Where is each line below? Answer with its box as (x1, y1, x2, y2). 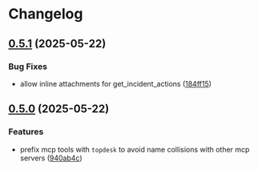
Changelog (8, 5, 83, 23)
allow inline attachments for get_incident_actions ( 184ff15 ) (19, 79, 212, 88)
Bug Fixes (8, 61, 48, 72)
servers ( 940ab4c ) (19, 153, 83, 163)
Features (8, 126, 44, 137)
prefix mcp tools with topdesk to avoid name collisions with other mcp (19, 144, 250, 154)
